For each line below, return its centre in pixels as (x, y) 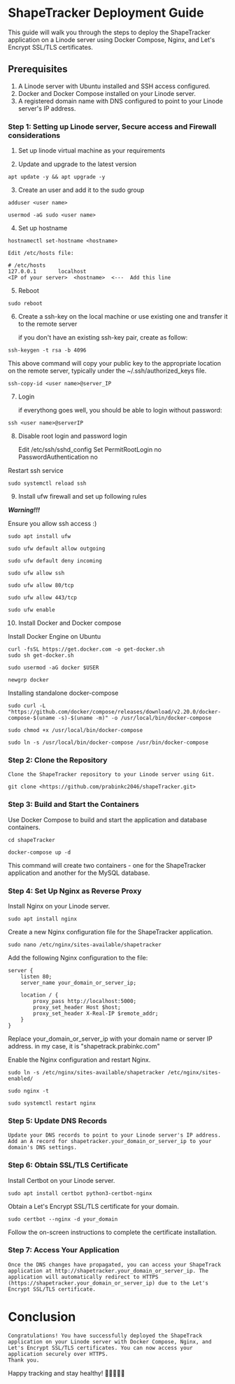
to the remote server (48, 324)
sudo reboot (25, 304)
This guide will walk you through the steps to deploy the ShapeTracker (109, 32)
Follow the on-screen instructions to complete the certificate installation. (113, 1232)
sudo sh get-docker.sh (41, 656)
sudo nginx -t (29, 1091)
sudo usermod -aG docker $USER (54, 668)
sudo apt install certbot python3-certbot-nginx (80, 1193)
